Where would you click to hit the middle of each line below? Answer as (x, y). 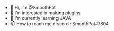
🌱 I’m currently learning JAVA (40, 18)
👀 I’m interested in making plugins (45, 13)
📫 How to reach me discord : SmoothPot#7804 (60, 24)
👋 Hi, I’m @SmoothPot (33, 8)
